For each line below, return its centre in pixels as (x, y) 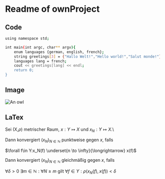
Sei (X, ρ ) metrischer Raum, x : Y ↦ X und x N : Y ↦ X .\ (60, 130)
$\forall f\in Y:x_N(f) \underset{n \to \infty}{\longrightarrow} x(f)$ (71, 150)
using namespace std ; (27, 38)
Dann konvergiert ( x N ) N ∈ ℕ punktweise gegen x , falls (59, 140)
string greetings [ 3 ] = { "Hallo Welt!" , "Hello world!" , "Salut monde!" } (88, 57)
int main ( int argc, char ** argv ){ (41, 47)
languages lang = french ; (41, 61)
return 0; (24, 70)
